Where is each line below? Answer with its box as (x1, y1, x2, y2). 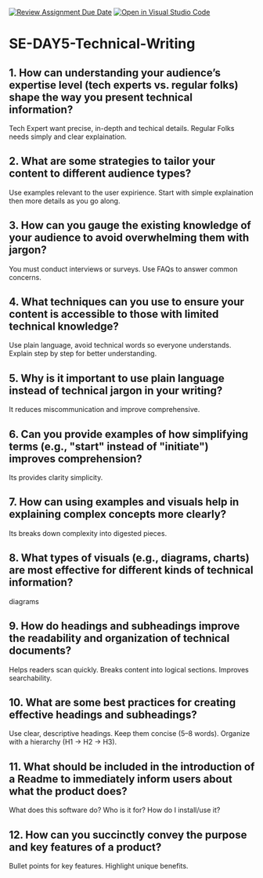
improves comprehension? (9, 452, 143, 465)
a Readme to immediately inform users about (9, 772, 233, 785)
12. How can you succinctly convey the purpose (9, 828, 247, 841)
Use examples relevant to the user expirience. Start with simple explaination (9, 188, 254, 197)
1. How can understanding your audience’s (9, 66, 222, 79)
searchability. (9, 673, 52, 683)
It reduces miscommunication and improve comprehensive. (9, 405, 200, 414)
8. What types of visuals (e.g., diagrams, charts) (9, 552, 250, 565)
